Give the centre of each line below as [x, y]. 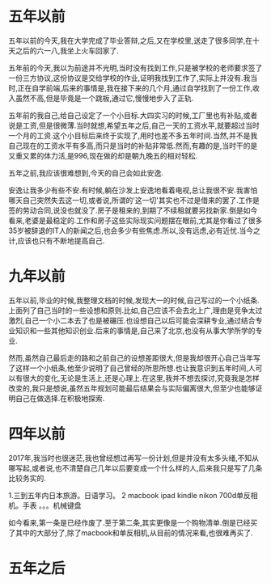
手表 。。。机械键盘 [52, 505]
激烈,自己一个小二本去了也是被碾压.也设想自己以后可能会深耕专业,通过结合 [132, 320]
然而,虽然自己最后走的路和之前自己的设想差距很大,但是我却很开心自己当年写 [135, 357]
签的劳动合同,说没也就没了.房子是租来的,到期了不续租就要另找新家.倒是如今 [133, 210]
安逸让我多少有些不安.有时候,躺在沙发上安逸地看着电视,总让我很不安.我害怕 [133, 190]
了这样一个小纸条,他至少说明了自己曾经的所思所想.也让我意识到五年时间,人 [132, 368]
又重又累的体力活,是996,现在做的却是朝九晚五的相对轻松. [103, 155]
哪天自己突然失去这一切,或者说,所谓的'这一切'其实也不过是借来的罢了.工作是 [134, 200]
